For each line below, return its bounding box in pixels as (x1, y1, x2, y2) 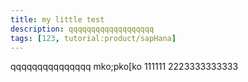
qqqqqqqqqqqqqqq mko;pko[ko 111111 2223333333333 (10, 61, 239, 73)
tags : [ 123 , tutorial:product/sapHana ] (10, 33, 177, 43)
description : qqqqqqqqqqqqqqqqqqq (10, 24, 155, 34)
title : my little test (10, 14, 105, 25)
